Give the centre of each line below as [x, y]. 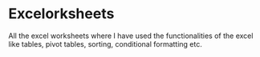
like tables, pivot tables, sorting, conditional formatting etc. [105, 44]
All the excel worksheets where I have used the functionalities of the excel [131, 36]
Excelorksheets [61, 14]
